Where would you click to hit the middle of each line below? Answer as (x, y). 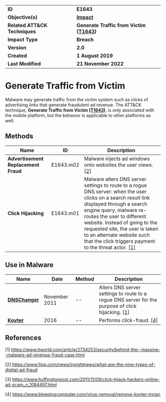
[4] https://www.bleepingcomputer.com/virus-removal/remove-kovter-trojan (83, 395)
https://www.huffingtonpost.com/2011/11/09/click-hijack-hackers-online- (86, 380)
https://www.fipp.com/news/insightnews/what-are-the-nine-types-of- (84, 365)
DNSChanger (23, 300)
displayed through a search (116, 204)
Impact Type (23, 39)
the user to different (123, 216)
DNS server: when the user (115, 192)
